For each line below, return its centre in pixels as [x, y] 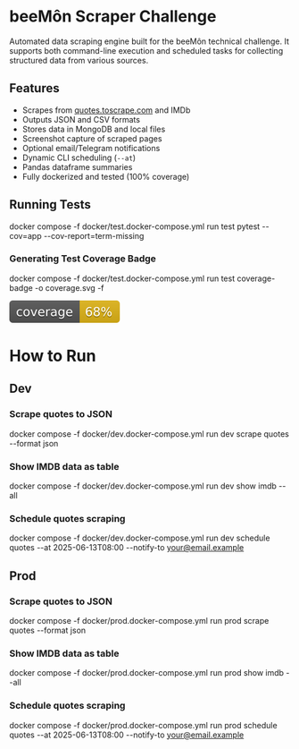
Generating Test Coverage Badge [83, 259]
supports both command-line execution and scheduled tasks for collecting [146, 50]
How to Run [53, 356]
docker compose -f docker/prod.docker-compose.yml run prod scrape [139, 621]
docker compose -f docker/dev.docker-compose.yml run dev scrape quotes [149, 434]
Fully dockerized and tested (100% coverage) [106, 176]
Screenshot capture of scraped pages [92, 138]
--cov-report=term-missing [94, 235]
